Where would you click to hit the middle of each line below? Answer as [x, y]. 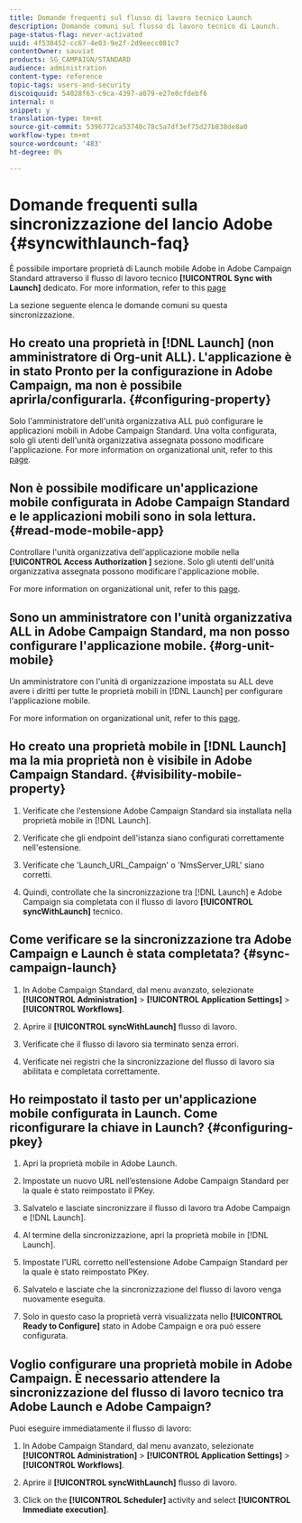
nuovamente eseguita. [64, 1299]
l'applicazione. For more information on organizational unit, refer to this [141, 450]
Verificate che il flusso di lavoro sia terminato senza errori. [130, 1044]
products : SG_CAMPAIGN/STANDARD [70, 60]
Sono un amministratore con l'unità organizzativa [151, 617]
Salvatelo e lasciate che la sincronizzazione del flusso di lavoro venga [152, 1290]
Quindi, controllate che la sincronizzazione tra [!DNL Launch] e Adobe [152, 892]
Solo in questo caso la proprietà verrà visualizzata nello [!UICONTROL [153, 1317]
